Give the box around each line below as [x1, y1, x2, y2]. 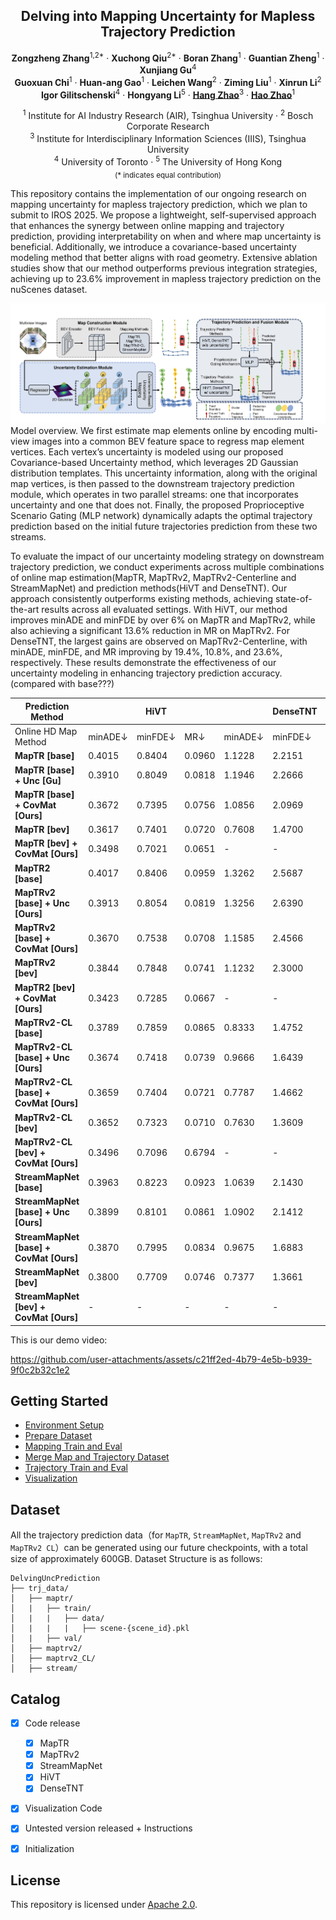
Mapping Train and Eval [24, 1440, 123, 1453]
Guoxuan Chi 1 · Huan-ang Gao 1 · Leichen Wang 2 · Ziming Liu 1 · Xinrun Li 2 [14, 75, 322, 88]
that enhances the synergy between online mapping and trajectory [10, 220, 285, 232]
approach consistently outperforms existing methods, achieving [10, 593, 274, 605]
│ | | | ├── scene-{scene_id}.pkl [10, 1624, 190, 1634]
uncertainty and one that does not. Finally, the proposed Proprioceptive [10, 499, 305, 511]
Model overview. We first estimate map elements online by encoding [10, 425, 292, 437]
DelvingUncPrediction [10, 1574, 101, 1584]
